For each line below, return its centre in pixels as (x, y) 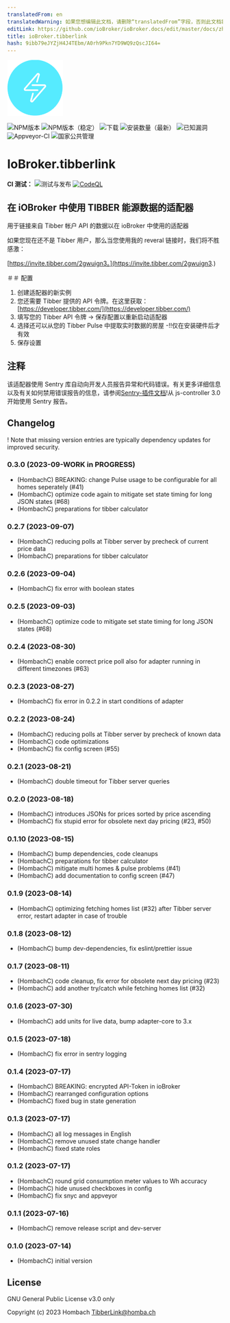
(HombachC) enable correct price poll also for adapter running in (108, 661)
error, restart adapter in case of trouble (72, 916)
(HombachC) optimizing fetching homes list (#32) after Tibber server (114, 908)
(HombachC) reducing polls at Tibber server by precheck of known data (119, 734)
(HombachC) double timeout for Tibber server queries (93, 781)
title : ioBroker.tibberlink (47, 36)
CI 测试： (20, 184)
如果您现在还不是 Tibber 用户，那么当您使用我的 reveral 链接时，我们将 (107, 240)
